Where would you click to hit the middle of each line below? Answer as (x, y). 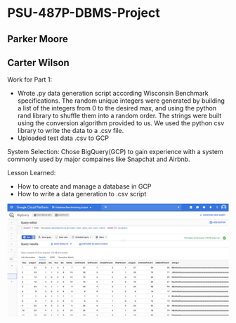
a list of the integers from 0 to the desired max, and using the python (117, 108)
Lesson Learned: (32, 173)
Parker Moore (38, 39)
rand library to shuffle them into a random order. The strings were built (119, 116)
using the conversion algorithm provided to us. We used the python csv (121, 123)
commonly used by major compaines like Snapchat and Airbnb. (99, 159)
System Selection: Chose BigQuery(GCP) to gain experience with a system (115, 152)
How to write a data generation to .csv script (82, 194)
